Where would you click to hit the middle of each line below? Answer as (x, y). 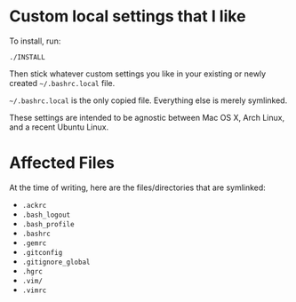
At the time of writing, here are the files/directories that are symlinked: (138, 187)
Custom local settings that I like (128, 16)
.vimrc (34, 290)
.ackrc (34, 205)
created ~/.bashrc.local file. (62, 83)
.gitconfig (42, 252)
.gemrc (34, 243)
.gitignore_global (56, 262)
